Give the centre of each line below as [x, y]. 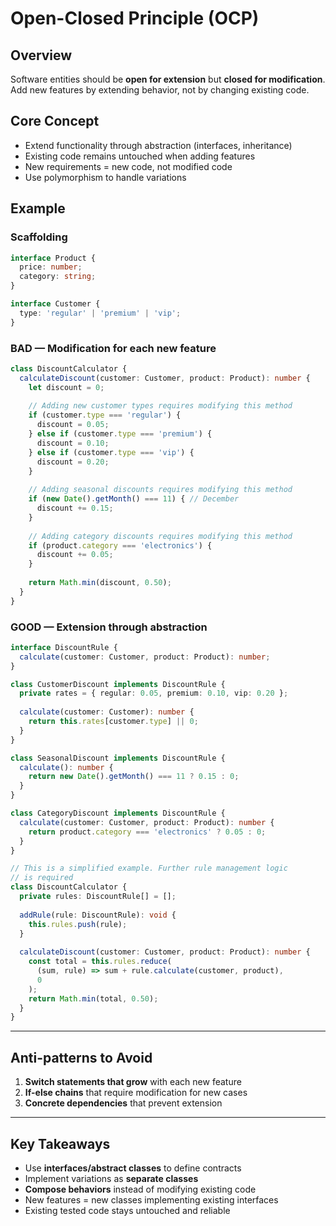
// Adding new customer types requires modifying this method [160, 406]
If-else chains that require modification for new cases [136, 1093]
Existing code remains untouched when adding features [140, 156]
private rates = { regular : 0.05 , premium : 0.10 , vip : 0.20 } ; [154, 693]
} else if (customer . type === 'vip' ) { [111, 452]
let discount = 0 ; [66, 387]
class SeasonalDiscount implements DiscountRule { [118, 758]
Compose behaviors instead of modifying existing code [140, 1189]
